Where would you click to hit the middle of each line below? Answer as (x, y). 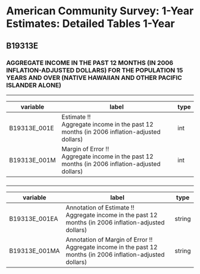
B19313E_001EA (34, 218)
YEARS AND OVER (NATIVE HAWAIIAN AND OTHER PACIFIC (94, 78)
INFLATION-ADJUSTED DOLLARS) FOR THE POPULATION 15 (95, 70)
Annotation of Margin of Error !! (109, 239)
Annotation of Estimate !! (100, 207)
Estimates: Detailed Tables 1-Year (90, 24)
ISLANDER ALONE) (34, 85)
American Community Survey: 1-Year (100, 11)
